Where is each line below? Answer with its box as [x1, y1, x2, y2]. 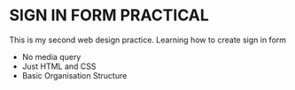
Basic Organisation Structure [21, 70, 128, 80]
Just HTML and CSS [21, 61, 97, 71]
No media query [21, 51, 82, 62]
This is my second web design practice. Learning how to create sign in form [9, 34, 286, 45]
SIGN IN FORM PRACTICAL [9, 5, 210, 26]
